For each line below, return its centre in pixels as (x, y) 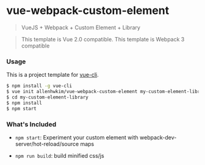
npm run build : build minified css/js (60, 155)
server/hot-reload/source (47, 144)
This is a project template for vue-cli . (52, 75)
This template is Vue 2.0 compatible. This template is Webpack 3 (103, 39)
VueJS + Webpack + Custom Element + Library (81, 27)
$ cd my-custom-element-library (47, 97)
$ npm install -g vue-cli (39, 86)
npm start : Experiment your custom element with (77, 137)
